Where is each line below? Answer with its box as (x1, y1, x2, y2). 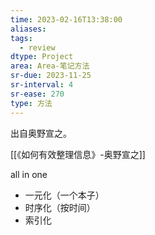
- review (19, 42, 56, 53)
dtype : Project (10, 52, 74, 62)
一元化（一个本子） (24, 189, 105, 201)
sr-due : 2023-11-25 (10, 71, 92, 81)
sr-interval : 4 (10, 80, 74, 90)
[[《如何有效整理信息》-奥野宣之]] (10, 148, 146, 160)
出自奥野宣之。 (10, 127, 72, 139)
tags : (10, 33, 33, 43)
